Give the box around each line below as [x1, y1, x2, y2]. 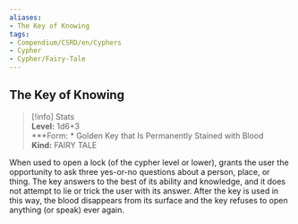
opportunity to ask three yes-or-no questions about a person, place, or [9, 166, 270, 177]
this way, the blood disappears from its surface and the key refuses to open [9, 195, 288, 205]
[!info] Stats [30, 111, 75, 121]
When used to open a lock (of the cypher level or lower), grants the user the [9, 157, 289, 168]
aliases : [9, 12, 42, 22]
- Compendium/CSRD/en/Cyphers [9, 37, 123, 47]
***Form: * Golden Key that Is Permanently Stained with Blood [30, 130, 264, 141]
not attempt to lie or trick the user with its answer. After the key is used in [9, 185, 279, 196]
